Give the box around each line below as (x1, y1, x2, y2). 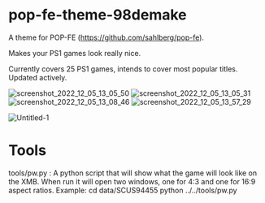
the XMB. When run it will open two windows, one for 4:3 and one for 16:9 (8, 176, 256, 186)
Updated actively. (8, 72, 67, 82)
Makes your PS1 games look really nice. (8, 48, 141, 58)
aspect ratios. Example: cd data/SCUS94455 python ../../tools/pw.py (8, 185, 237, 195)
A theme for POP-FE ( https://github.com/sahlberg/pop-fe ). (8, 32, 205, 42)
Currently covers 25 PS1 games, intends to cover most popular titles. (8, 63, 238, 74)
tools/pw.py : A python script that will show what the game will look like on (8, 168, 258, 178)
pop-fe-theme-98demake (8, 6, 187, 24)
